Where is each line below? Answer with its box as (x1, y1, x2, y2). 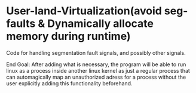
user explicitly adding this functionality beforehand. (6, 79, 133, 87)
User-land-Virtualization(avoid (6, 4, 163, 18)
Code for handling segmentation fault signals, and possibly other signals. (6, 49, 186, 56)
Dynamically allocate (47, 17, 154, 30)
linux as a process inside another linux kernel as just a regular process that (6, 67, 190, 74)
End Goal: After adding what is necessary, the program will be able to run (6, 61, 186, 68)
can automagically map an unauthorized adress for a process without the (6, 73, 186, 80)
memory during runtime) (6, 30, 131, 43)
